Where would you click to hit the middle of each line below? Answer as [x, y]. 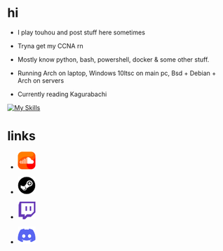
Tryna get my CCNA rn [50, 46]
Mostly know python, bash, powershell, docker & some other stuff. [113, 59]
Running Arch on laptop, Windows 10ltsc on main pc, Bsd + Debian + [117, 73]
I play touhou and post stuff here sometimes [81, 32]
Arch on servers [41, 80]
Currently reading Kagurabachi [62, 94]
